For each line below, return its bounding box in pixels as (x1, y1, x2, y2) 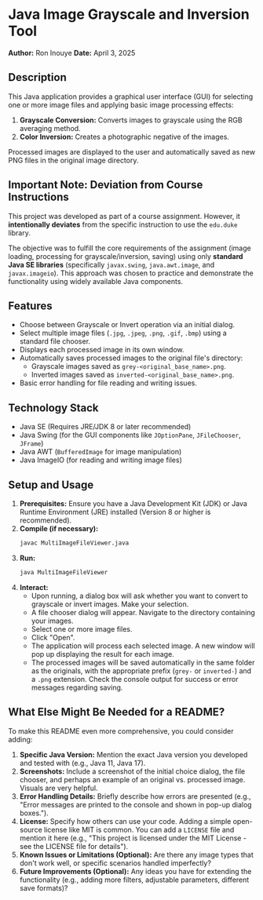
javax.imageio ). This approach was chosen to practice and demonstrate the (8, 268, 254, 278)
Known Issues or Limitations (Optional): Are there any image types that (19, 850, 254, 859)
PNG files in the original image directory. (8, 155, 139, 165)
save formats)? (19, 883, 68, 892)
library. (8, 228, 31, 237)
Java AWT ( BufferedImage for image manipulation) (19, 447, 182, 457)
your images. (31, 616, 74, 625)
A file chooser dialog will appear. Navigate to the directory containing (31, 607, 255, 617)
